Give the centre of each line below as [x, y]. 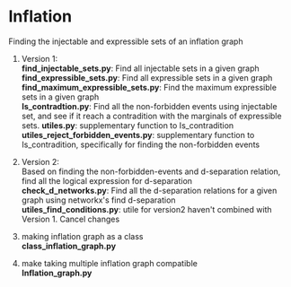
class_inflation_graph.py [69, 246]
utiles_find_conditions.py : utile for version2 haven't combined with [146, 209]
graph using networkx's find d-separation [98, 200]
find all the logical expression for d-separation [107, 180]
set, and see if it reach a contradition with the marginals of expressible [151, 116]
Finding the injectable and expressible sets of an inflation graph [126, 41]
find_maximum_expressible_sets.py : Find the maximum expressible [149, 87]
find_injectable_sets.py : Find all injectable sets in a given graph [140, 68]
